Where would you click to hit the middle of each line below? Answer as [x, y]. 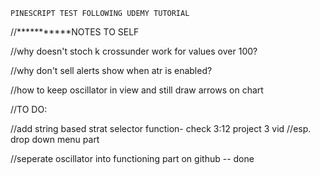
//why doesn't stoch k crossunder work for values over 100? [134, 51]
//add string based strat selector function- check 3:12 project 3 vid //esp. [161, 128]
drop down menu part [55, 139]
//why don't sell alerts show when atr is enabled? [111, 70]
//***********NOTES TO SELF [75, 32]
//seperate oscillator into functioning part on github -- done [132, 158]
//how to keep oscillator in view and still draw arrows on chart [137, 90]
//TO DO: [29, 109]
